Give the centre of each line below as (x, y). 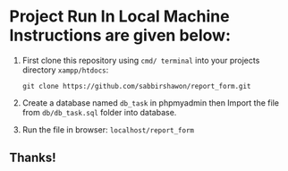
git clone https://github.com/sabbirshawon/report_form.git (136, 86)
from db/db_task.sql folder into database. (99, 112)
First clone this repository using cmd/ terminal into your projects (141, 60)
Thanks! (33, 158)
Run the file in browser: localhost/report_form (108, 129)
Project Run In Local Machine (119, 17)
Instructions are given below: (120, 35)
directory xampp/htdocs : (65, 70)
